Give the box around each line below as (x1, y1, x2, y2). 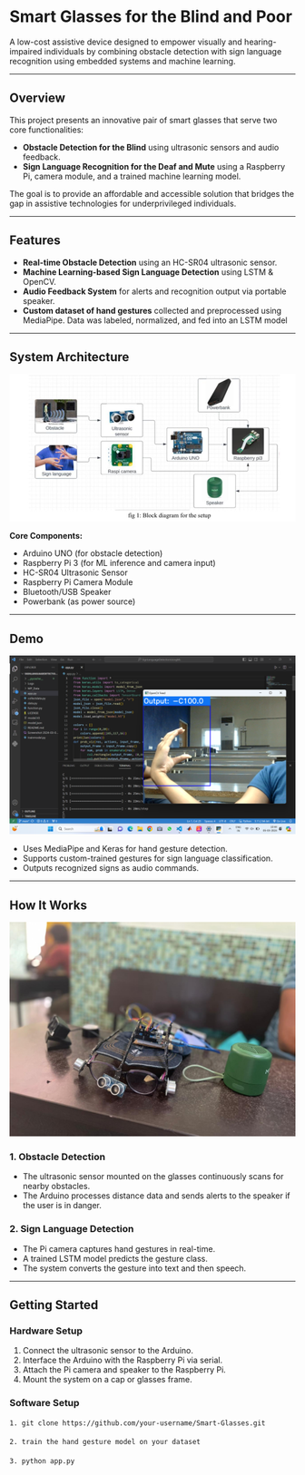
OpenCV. (22, 276, 57, 287)
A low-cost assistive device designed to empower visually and (9, 36, 242, 47)
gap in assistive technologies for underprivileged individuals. (9, 198, 237, 209)
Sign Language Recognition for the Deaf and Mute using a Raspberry (22, 161, 286, 171)
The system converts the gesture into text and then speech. (22, 1263, 247, 1274)
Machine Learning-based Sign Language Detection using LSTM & (22, 266, 274, 278)
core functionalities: (9, 124, 84, 135)
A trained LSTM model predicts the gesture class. (22, 1253, 209, 1264)
